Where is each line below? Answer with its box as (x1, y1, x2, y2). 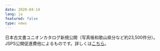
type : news (5, 20, 27, 26)
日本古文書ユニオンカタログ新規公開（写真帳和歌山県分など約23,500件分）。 (5, 34, 158, 40)
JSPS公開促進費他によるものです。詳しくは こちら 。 (5, 41, 109, 47)
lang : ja (5, 12, 23, 17)
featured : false (5, 16, 38, 21)
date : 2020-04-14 (5, 7, 40, 12)
